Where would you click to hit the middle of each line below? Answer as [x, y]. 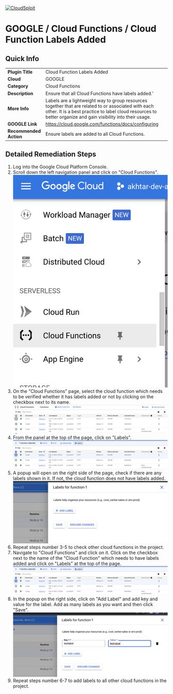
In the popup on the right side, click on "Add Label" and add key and [85, 599]
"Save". [21, 610]
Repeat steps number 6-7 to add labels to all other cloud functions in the [90, 680]
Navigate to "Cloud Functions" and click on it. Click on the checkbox [85, 553]
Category [18, 86]
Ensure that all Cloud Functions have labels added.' [100, 93]
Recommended [24, 131]
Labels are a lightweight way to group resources [97, 100]
